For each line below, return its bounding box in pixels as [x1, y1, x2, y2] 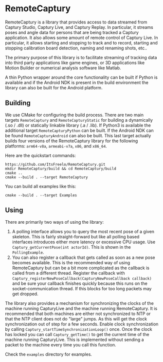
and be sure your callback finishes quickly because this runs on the [12, 280, 147, 286]
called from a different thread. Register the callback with [12, 270, 125, 276]
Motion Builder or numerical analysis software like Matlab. [5, 64, 121, 71]
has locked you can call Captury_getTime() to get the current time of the [5, 331, 149, 337]
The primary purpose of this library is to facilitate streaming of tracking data [5, 54, 157, 60]
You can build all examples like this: [5, 183, 76, 189]
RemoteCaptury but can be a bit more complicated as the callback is [12, 265, 150, 271]
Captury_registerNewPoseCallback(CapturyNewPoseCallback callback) [12, 276, 152, 281]
